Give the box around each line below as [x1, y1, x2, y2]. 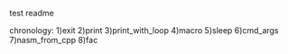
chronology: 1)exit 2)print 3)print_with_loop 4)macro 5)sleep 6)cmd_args [9, 25, 279, 35]
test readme [9, 8, 54, 18]
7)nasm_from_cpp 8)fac [9, 35, 98, 45]
